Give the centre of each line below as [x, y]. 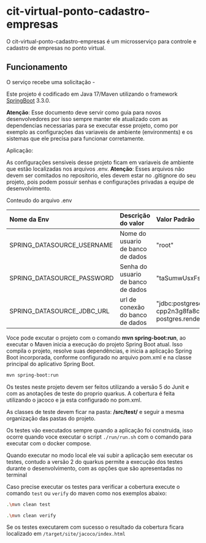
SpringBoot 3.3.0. [29, 100]
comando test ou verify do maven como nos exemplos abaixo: [87, 493]
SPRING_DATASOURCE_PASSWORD [62, 278]
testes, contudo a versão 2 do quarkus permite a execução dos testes [95, 461]
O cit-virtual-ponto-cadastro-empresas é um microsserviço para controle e [101, 41]
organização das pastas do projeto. [51, 418]
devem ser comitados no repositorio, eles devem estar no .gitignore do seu [101, 175]
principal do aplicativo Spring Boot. [51, 364]
